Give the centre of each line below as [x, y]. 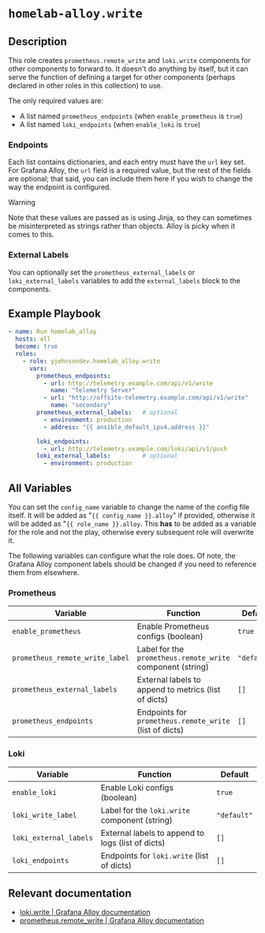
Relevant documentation [70, 893]
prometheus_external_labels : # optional [107, 412]
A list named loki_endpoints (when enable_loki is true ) [110, 124]
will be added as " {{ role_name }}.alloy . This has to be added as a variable [132, 524]
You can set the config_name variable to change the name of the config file [129, 506]
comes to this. [31, 234]
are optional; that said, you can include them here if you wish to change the [131, 179]
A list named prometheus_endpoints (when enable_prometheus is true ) [131, 116]
